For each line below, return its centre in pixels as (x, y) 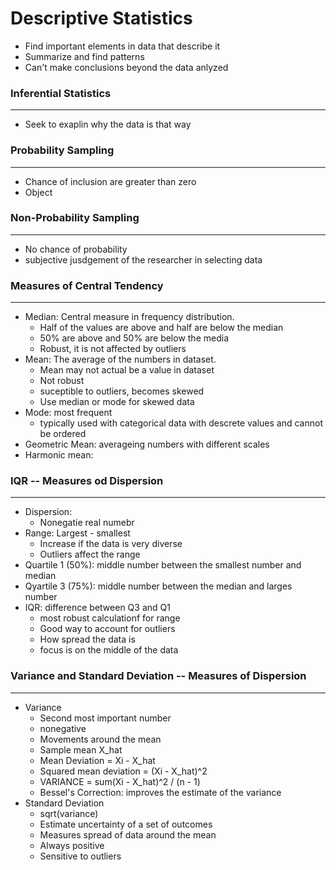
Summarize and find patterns (84, 56)
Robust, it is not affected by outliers (113, 349)
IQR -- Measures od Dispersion (87, 481)
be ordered (63, 434)
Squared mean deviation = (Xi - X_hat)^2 (123, 771)
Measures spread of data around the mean (128, 834)
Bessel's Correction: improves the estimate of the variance (160, 792)
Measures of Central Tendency (87, 285)
